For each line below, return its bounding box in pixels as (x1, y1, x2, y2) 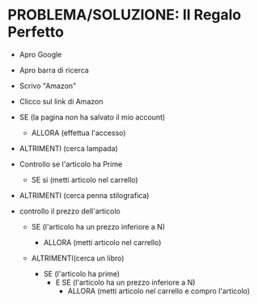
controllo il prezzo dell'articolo (19, 206, 121, 216)
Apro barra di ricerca (19, 65, 90, 74)
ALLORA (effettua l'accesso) (31, 128, 126, 137)
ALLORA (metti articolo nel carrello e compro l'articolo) (67, 285, 251, 296)
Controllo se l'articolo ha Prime (19, 159, 123, 169)
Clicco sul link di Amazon (19, 96, 104, 106)
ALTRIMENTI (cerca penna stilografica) (19, 190, 150, 200)
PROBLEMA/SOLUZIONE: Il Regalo (7, 6, 242, 24)
